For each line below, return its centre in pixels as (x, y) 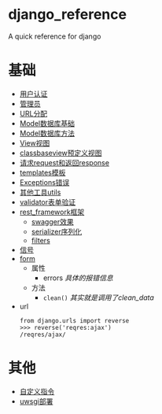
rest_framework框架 (52, 212)
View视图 (35, 142)
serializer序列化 (57, 231)
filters (41, 240)
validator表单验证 (48, 201)
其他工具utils (40, 192)
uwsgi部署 (36, 401)
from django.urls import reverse (74, 320)
